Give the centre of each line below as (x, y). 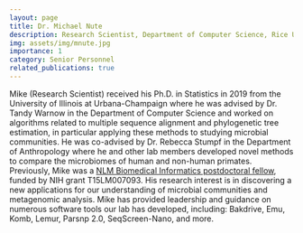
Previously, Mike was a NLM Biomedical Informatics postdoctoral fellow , (143, 170)
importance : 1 (36, 51)
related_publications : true (62, 69)
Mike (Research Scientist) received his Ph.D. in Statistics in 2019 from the (145, 93)
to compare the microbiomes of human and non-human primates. (131, 161)
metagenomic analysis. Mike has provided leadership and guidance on (141, 199)
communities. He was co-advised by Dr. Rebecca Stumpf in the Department (150, 142)
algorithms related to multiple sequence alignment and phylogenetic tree (144, 122)
